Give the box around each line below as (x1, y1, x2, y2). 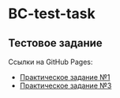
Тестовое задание (8, 36, 103, 50)
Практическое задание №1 (19, 73, 111, 81)
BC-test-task (8, 5, 96, 23)
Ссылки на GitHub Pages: (8, 57, 93, 66)
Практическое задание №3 (19, 81, 112, 90)
